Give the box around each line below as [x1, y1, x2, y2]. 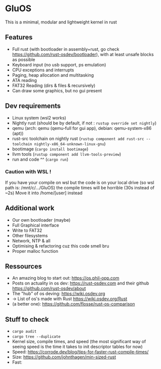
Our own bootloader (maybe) [12, 217, 71, 223]
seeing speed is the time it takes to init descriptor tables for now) [12, 344, 143, 349]
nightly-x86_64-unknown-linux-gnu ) [34, 141, 106, 146]
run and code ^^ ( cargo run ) [12, 156, 69, 162]
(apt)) [12, 130, 24, 136]
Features [5, 33, 33, 41]
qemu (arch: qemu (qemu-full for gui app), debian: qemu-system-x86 [12, 125, 152, 131]
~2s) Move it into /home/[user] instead [5, 190, 83, 196]
